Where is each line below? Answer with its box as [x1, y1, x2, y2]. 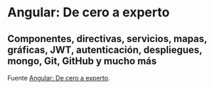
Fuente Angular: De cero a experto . [7, 74, 110, 82]
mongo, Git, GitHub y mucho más [7, 55, 157, 67]
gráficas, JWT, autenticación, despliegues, [7, 43, 203, 56]
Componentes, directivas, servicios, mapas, [7, 33, 208, 45]
